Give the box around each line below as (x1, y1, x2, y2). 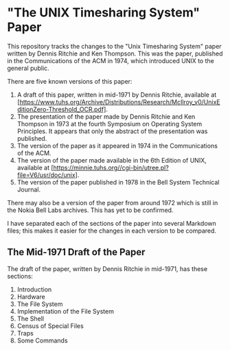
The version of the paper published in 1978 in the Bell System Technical (16, 178, 220, 186)
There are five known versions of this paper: (7, 77, 133, 85)
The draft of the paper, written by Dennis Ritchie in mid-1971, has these (7, 264, 208, 272)
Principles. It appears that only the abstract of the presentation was (16, 127, 208, 135)
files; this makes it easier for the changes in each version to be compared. (7, 226, 217, 235)
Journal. (16, 185, 41, 194)
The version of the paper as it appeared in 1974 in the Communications (16, 141, 218, 150)
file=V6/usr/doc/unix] (16, 170, 78, 179)
